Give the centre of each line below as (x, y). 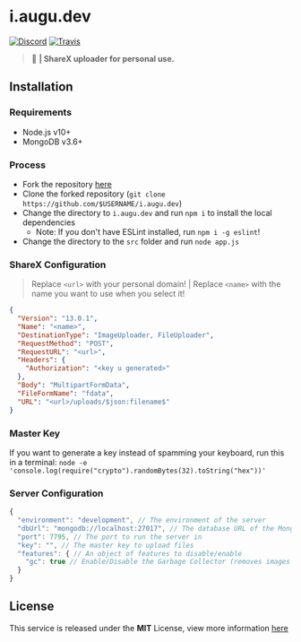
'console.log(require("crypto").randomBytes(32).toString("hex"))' (138, 471)
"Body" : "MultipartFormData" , (73, 386)
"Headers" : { (42, 360)
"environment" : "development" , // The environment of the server (142, 521)
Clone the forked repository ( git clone (94, 194)
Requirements (41, 112)
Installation (41, 87)
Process (28, 165)
